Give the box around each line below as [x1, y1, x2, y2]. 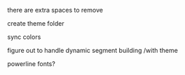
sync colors [7, 33, 41, 41]
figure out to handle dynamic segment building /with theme [7, 47, 179, 54]
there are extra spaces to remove [7, 6, 104, 14]
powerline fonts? [7, 60, 56, 68]
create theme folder [7, 19, 64, 27]
